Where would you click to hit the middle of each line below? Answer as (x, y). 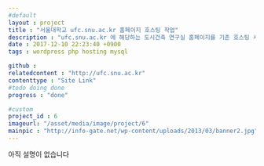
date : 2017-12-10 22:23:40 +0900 (65, 45)
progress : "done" (38, 95)
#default (22, 15)
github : (22, 66)
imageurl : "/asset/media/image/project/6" (79, 124)
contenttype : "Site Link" (52, 80)
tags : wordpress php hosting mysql (68, 52)
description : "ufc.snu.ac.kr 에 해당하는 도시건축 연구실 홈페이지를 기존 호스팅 (129, 37)
